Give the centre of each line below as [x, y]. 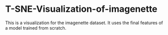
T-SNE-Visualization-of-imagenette [81, 9]
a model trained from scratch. [36, 28]
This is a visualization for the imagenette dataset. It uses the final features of [84, 23]
